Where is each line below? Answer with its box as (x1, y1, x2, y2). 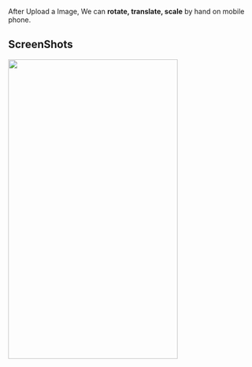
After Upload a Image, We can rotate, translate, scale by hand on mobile (8, 7, 245, 16)
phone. (8, 15, 31, 24)
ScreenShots (8, 38, 73, 51)
